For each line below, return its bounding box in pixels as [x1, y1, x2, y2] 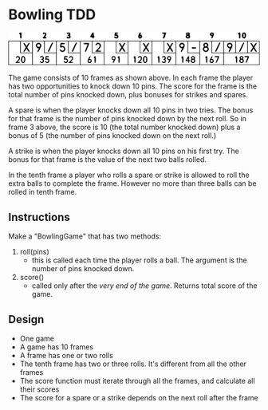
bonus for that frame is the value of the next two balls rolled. [8, 155, 207, 164]
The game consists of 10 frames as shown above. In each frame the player [8, 73, 254, 83]
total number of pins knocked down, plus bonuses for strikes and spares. [8, 90, 249, 100]
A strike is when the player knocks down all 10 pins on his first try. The [8, 146, 239, 156]
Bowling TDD [8, 6, 97, 24]
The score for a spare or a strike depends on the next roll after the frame [19, 392, 259, 402]
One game [19, 333, 54, 343]
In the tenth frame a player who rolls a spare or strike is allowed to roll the [8, 170, 250, 180]
